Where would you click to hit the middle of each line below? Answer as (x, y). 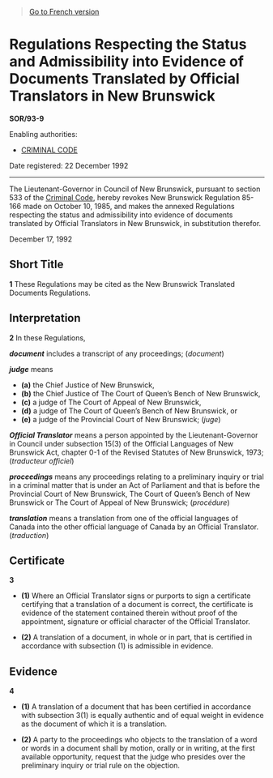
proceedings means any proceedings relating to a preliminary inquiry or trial (136, 477)
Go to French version (64, 12)
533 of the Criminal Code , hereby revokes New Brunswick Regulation (125, 197)
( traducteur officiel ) (42, 460)
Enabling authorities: (43, 134)
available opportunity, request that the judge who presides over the (133, 757)
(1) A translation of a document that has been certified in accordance (136, 707)
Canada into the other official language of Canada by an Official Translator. (134, 527)
